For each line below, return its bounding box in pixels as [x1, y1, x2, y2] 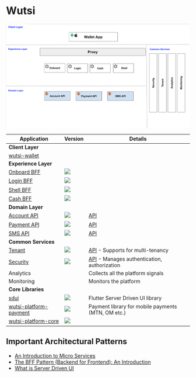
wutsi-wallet [8, 152, 39, 159]
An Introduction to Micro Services [14, 352, 96, 359]
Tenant [8, 247, 26, 254]
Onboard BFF [8, 168, 41, 176]
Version [64, 136, 84, 143]
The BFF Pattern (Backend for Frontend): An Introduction [14, 358, 151, 365]
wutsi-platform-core [8, 317, 60, 325]
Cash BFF [8, 195, 32, 202]
